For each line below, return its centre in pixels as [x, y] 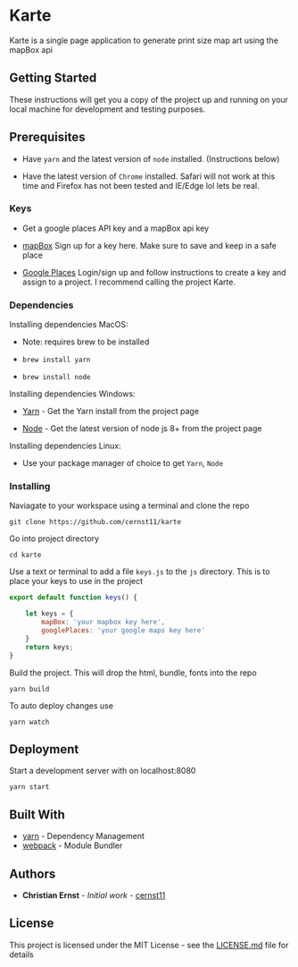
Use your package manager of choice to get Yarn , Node [123, 463]
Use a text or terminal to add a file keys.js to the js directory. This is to [140, 572]
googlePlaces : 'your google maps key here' [123, 631]
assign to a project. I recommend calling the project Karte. [129, 282]
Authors [33, 874]
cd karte [25, 556]
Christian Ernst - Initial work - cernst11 [94, 895]
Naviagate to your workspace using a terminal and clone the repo [129, 505]
